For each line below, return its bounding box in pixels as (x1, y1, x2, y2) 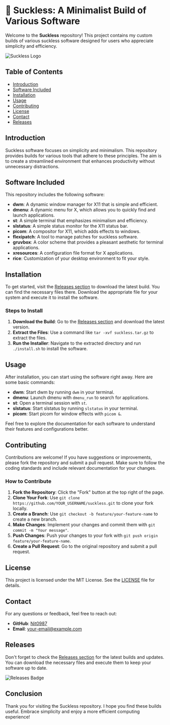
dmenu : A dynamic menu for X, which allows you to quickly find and (12, 207, 156, 213)
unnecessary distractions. (5, 163, 60, 169)
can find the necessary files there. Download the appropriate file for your (5, 289, 158, 295)
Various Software (5, 15, 80, 27)
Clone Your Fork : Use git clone (12, 495, 80, 501)
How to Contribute (5, 478, 52, 485)
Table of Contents (5, 68, 63, 76)
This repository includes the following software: (5, 192, 105, 198)
